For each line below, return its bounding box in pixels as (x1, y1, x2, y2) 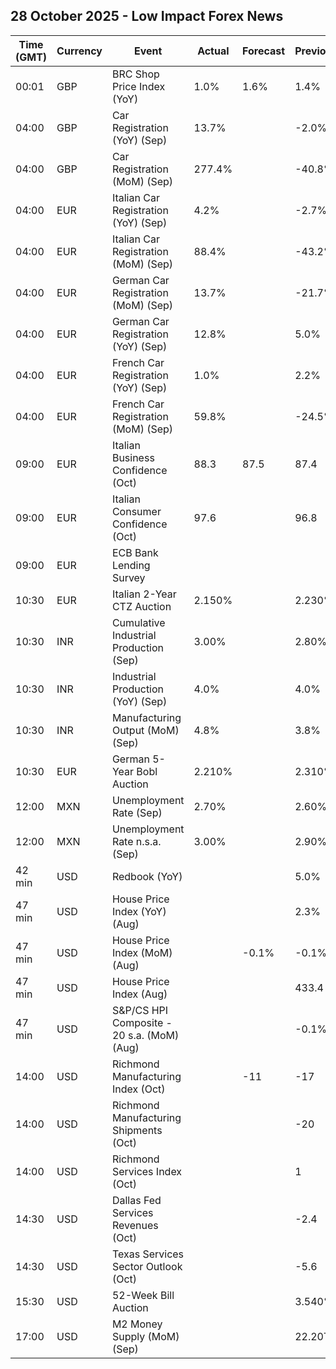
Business (111, 450, 155, 464)
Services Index (111, 1164, 183, 1178)
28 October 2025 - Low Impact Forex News (10, 8, 284, 25)
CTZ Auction (111, 599, 172, 613)
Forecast (242, 44, 286, 58)
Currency (56, 44, 103, 58)
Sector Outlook (111, 1259, 183, 1273)
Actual (197, 44, 230, 58)
